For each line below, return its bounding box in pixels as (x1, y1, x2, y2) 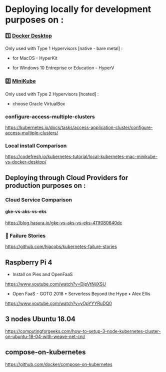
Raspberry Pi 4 (5, 258, 52, 266)
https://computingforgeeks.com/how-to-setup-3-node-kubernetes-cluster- (5, 328, 161, 334)
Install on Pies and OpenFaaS (12, 271, 73, 277)
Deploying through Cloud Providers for (5, 173, 128, 182)
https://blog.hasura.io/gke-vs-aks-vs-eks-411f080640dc (5, 219, 122, 225)
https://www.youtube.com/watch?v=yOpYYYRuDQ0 (5, 300, 112, 306)
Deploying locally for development (5, 3, 151, 15)
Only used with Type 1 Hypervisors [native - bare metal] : (5, 45, 123, 51)
